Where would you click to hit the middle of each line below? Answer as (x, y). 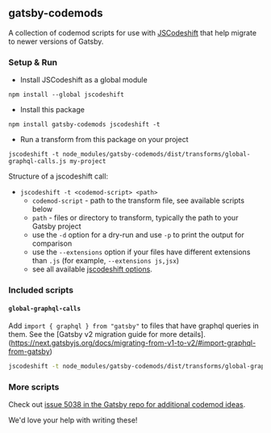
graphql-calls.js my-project (57, 162)
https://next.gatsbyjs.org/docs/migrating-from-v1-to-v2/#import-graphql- (133, 343)
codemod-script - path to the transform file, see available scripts (138, 200)
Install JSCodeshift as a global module (83, 80)
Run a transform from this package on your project (104, 140)
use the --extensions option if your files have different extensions (141, 252)
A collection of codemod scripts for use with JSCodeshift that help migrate (132, 32)
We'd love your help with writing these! (73, 420)
